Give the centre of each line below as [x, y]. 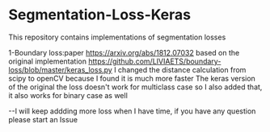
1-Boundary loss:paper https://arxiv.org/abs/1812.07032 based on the [124, 52]
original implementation [48, 61]
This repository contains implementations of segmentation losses [117, 37]
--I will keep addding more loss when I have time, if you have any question [132, 111]
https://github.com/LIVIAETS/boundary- [155, 61]
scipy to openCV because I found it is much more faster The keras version [132, 78]
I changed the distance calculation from [180, 69]
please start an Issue [43, 119]
